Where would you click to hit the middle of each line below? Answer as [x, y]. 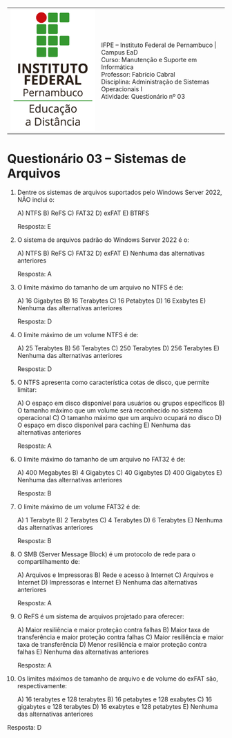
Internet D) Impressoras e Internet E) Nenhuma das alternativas [107, 583]
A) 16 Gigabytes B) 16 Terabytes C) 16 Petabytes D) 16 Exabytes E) [112, 301]
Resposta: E [34, 227]
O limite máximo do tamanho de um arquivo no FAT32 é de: [101, 460]
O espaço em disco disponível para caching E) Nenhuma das [104, 425]
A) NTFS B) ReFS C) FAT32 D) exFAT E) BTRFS [83, 213]
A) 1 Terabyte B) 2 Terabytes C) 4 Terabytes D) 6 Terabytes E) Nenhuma [120, 520]
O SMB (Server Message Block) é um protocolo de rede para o [106, 554]
